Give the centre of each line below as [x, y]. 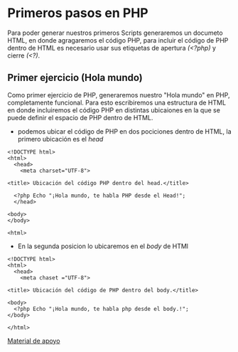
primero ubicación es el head [60, 139]
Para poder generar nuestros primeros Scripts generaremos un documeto [115, 33]
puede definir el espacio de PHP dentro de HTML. [80, 117]
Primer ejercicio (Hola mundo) [75, 78]
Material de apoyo [34, 341]
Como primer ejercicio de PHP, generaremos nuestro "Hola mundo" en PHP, [119, 95]
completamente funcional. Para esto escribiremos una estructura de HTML [117, 102]
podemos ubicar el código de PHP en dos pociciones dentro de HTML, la [125, 131]
